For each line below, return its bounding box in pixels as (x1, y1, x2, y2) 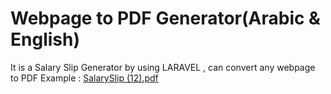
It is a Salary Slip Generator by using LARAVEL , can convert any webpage (10, 61, 316, 73)
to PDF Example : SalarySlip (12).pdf (10, 72, 159, 84)
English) (10, 28, 80, 51)
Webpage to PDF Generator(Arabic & (10, 7, 321, 30)
